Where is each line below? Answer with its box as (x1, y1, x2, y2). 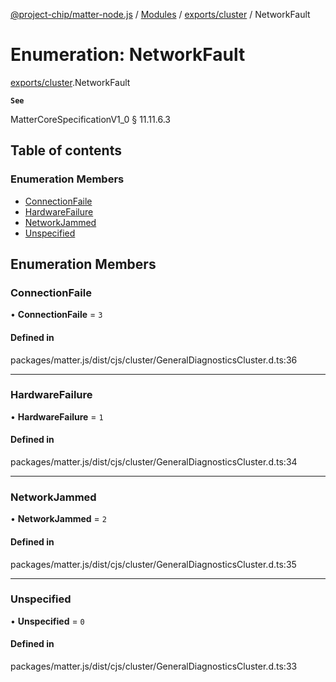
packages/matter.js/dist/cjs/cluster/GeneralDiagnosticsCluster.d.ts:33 (10, 660, 298, 673)
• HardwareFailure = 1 (10, 410, 104, 423)
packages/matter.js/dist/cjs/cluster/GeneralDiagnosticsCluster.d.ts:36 (10, 354, 298, 366)
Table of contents (10, 142, 122, 159)
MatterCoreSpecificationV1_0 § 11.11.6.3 (10, 113, 171, 125)
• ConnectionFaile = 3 (10, 309, 103, 321)
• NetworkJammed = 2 (10, 513, 107, 525)
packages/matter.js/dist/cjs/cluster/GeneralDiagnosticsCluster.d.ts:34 (10, 456, 298, 468)
